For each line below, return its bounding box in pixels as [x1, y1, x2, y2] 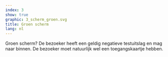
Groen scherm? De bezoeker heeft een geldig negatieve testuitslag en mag [5, 40, 162, 46]
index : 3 [5, 7, 24, 13]
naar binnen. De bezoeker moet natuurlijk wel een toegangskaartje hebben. [5, 46, 163, 52]
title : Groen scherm [5, 21, 49, 27]
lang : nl [5, 26, 24, 32]
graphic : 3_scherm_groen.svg [5, 17, 67, 22]
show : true [5, 12, 29, 17]
